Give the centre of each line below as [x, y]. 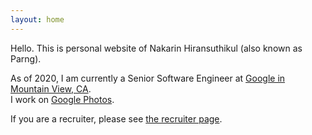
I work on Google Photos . [62, 99]
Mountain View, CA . [51, 88]
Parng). [26, 58]
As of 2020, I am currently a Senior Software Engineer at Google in [148, 78]
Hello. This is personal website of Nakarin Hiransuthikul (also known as [156, 48]
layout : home [37, 19]
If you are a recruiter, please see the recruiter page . [116, 118]
